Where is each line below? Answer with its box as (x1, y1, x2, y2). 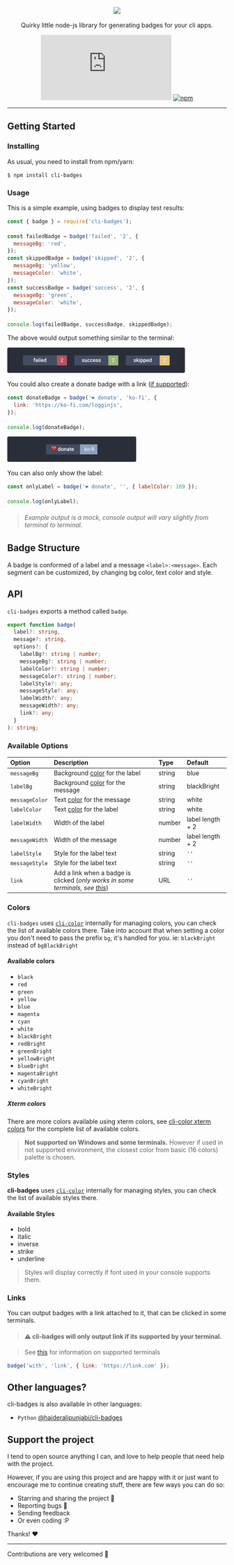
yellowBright (17, 1055, 56, 1062)
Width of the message (53, 836, 117, 844)
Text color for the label (53, 805, 118, 814)
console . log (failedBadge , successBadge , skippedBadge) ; (7, 321, 173, 328)
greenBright (17, 1047, 52, 1055)
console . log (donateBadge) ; (7, 424, 86, 430)
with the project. (7, 1460, 54, 1468)
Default (187, 758, 209, 767)
